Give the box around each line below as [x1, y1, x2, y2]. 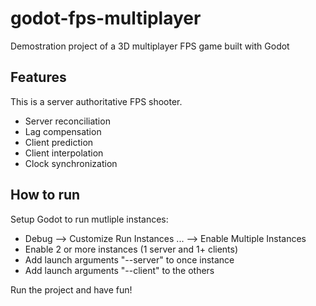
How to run [10, 187, 81, 204]
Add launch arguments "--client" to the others [24, 264, 215, 276]
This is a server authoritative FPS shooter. [10, 95, 183, 107]
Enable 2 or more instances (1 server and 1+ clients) [24, 243, 239, 255]
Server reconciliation [24, 115, 111, 127]
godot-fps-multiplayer [10, 7, 202, 30]
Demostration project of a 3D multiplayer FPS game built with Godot [10, 40, 290, 52]
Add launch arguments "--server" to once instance [24, 253, 235, 266]
